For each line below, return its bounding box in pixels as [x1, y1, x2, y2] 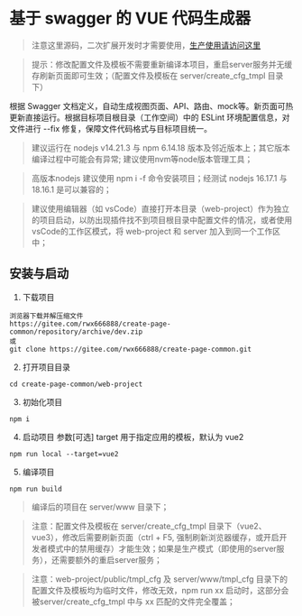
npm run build [9, 484, 63, 493]
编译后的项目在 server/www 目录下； [31, 501, 169, 512]
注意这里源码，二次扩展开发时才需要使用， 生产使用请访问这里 [31, 40, 261, 51]
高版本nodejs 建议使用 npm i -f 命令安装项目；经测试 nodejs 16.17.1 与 [31, 172, 288, 183]
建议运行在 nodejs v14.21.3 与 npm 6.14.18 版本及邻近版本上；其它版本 [31, 142, 290, 153]
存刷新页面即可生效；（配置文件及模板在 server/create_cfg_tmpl [31, 69, 266, 81]
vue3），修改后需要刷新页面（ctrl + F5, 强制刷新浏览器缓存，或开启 [31, 531, 279, 542]
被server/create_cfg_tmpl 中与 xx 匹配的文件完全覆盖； [31, 596, 236, 607]
